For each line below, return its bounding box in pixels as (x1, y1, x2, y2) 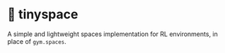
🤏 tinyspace (7, 6, 79, 23)
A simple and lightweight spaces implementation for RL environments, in (7, 30, 218, 38)
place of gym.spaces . (7, 37, 67, 45)
